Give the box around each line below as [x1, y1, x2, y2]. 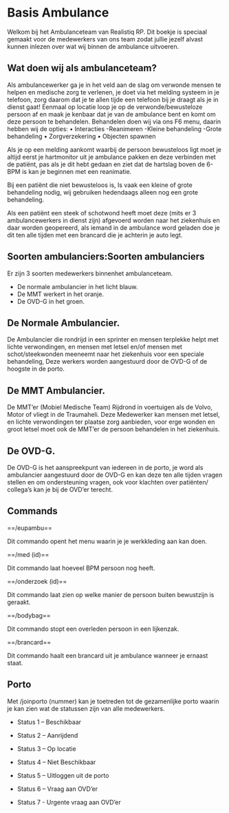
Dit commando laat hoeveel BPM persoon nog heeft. [7, 564, 155, 572]
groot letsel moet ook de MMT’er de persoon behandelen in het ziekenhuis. [7, 425, 220, 433]
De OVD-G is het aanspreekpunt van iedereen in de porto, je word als [7, 464, 204, 471]
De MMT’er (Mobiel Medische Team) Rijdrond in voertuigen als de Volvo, [7, 403, 213, 411]
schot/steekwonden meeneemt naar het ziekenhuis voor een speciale [7, 350, 204, 358]
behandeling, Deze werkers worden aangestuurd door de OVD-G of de [7, 357, 208, 366]
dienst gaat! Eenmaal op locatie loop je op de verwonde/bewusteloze [7, 102, 203, 111]
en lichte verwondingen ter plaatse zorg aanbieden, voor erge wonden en [7, 418, 215, 426]
